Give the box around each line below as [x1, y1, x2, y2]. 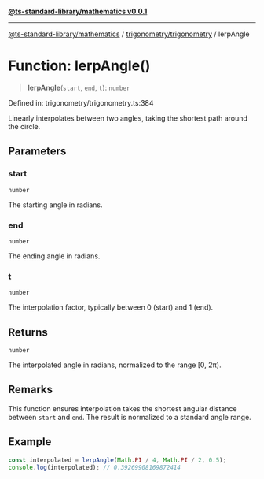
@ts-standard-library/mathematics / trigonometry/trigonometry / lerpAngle [8, 29, 250, 39]
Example [8, 435, 52, 448]
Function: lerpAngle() [8, 57, 151, 75]
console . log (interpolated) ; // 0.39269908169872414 [8, 463, 181, 471]
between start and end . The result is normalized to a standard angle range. [8, 412, 251, 421]
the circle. [8, 121, 41, 131]
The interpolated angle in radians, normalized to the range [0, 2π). [8, 360, 222, 369]
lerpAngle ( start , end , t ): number [27, 83, 130, 92]
